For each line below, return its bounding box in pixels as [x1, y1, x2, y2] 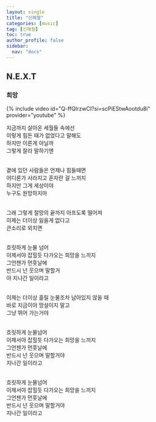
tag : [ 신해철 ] [6, 26, 38, 32]
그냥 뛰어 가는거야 [6, 309, 49, 317]
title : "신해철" [6, 15, 44, 21]
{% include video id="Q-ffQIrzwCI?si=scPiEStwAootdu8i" [6, 105, 151, 113]
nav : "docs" [12, 49, 43, 55]
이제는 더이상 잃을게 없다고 [6, 217, 70, 224]
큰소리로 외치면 [6, 224, 43, 232]
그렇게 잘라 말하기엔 [6, 147, 54, 155]
